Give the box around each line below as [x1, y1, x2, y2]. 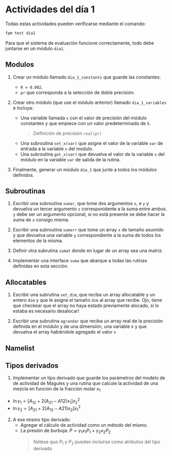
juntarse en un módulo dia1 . [5, 45, 65, 51]
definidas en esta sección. [12, 263, 69, 269]
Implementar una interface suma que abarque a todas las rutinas [12, 258, 147, 264]
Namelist [5, 343, 35, 353]
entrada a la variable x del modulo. [20, 145, 93, 152]
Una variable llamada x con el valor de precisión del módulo [20, 115, 147, 121]
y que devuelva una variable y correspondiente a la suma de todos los [12, 232, 161, 239]
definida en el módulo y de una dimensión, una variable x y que [12, 323, 147, 330]
